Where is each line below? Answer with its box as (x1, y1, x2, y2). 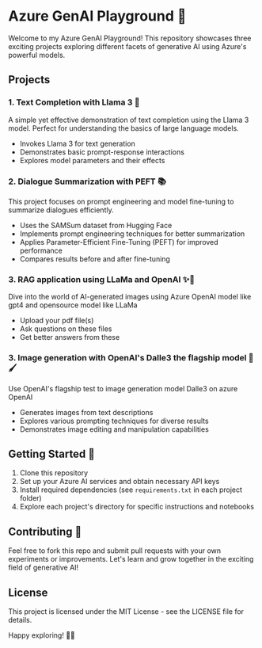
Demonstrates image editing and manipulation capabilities (19, 424, 210, 434)
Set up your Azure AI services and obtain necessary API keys (19, 477, 220, 486)
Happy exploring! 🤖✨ (8, 630, 75, 640)
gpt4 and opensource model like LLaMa (8, 300, 138, 310)
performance (19, 246, 63, 255)
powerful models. (8, 50, 66, 59)
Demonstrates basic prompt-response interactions (19, 147, 184, 157)
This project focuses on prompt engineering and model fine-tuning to (8, 196, 234, 206)
